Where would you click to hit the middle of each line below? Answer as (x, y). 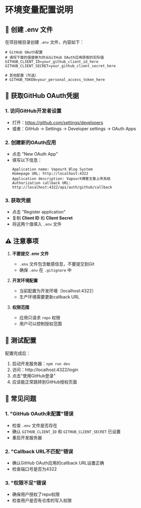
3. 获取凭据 (18, 200)
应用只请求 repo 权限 (40, 318)
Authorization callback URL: (41, 183)
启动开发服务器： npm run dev (41, 363)
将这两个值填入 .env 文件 (37, 224)
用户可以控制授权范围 (40, 324)
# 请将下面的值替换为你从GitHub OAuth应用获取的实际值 (55, 58)
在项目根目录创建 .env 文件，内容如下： (45, 42)
